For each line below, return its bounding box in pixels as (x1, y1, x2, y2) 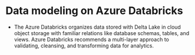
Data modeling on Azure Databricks (5, 4, 183, 18)
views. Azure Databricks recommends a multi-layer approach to (14, 36, 169, 43)
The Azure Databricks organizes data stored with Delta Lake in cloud (14, 23, 181, 30)
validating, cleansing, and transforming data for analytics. (14, 42, 154, 49)
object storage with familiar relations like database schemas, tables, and (14, 29, 190, 36)
